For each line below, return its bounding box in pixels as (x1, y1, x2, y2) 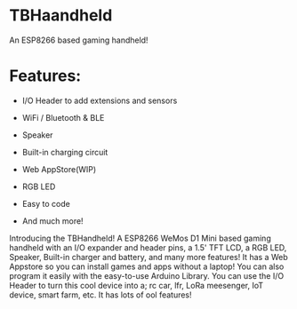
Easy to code (21, 198, 71, 209)
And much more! (21, 215, 84, 226)
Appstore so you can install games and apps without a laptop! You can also (9, 261, 285, 272)
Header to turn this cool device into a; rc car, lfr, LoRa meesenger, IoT (9, 280, 264, 290)
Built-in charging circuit (21, 147, 108, 157)
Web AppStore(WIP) (21, 163, 97, 174)
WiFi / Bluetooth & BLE (21, 112, 105, 123)
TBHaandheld (9, 5, 113, 26)
